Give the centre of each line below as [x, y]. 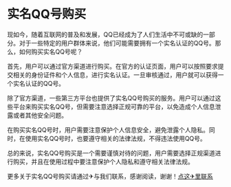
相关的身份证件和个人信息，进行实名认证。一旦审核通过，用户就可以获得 [115, 75]
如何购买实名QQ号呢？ [51, 52]
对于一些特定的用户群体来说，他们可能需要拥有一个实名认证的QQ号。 [117, 43]
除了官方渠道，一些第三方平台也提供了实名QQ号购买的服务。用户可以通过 [111, 98]
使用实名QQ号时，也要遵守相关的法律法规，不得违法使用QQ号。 [115, 138]
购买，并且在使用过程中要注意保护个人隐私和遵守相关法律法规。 [103, 162]
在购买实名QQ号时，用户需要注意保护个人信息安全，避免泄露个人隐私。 [108, 130]
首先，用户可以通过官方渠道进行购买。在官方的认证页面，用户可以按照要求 [112, 66]
